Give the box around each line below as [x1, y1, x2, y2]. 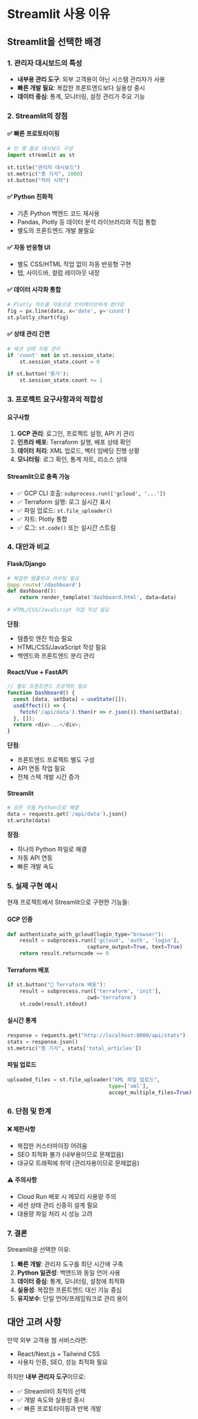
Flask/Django [7, 560, 46, 568]
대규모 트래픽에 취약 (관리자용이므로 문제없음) [16, 1158, 140, 1167]
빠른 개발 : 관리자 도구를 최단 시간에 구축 [16, 1260, 124, 1268]
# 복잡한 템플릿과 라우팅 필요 [7, 575, 80, 582]
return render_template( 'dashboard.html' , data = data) [19, 594, 177, 601]
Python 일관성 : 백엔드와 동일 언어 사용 [16, 1268, 121, 1277]
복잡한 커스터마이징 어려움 [16, 1141, 88, 1149]
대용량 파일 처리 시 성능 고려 [16, 1209, 93, 1217]
